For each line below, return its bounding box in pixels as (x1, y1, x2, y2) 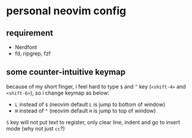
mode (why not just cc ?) (6, 125, 66, 132)
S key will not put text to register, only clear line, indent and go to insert (6, 118, 181, 126)
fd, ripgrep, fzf (14, 50, 51, 57)
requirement (6, 28, 54, 38)
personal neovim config (6, 4, 126, 18)
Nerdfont (14, 43, 38, 51)
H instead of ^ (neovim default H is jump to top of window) (14, 107, 156, 114)
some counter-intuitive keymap (6, 67, 126, 77)
